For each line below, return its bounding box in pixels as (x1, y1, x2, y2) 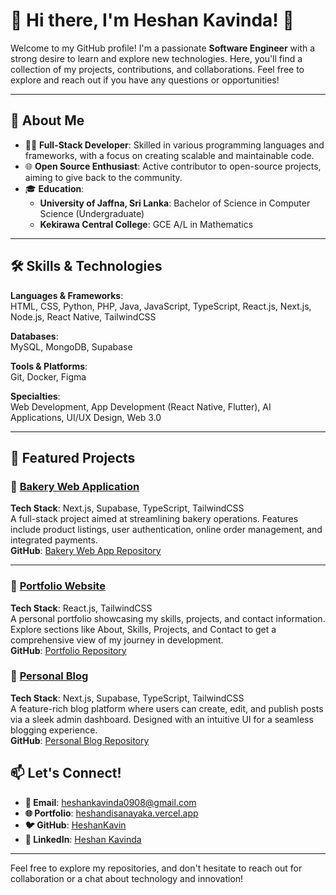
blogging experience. (10, 724, 98, 736)
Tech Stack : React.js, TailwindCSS (10, 602, 153, 614)
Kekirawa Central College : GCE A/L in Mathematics (39, 218, 254, 230)
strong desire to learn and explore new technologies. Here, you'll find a (10, 52, 303, 64)
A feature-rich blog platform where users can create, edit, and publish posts (10, 702, 324, 714)
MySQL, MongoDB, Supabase (10, 340, 133, 353)
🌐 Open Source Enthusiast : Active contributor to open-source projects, (24, 160, 322, 172)
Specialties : (10, 390, 61, 402)
